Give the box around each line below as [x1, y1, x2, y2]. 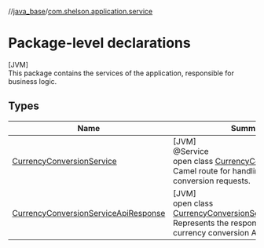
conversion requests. [172, 175, 251, 186]
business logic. [8, 76, 57, 86]
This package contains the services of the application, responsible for [8, 68, 234, 78]
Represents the [172, 217, 229, 228]
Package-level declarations [8, 35, 191, 52]
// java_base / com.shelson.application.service [8, 7, 153, 16]
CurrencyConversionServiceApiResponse [12, 207, 166, 218]
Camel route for [172, 165, 231, 176]
